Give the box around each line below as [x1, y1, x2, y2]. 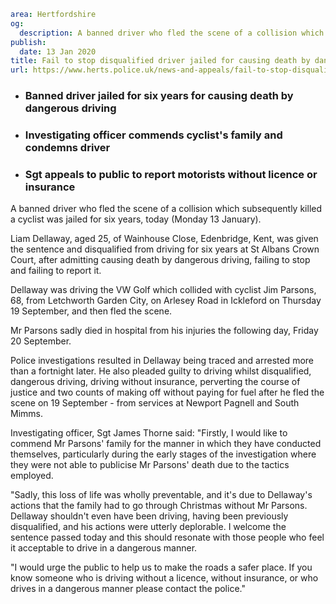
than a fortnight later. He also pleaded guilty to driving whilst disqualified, [10, 365, 312, 377]
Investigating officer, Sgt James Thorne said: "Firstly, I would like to [10, 427, 288, 439]
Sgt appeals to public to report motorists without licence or [24, 167, 318, 181]
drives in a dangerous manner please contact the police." [10, 583, 246, 595]
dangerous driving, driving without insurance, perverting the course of [10, 376, 301, 388]
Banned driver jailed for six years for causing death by [24, 89, 294, 103]
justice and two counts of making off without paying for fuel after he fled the [10, 386, 325, 399]
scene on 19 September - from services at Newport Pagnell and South [10, 397, 300, 409]
